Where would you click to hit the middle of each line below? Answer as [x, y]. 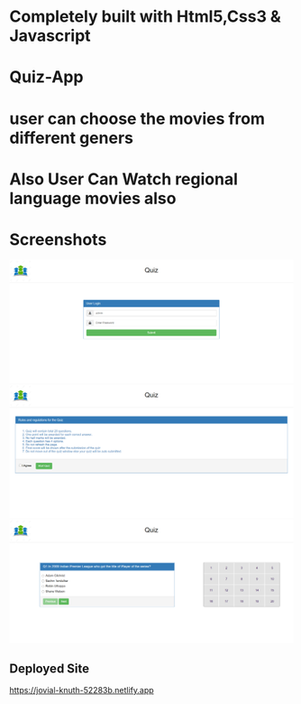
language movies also [93, 198]
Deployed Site [50, 668]
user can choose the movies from [137, 118]
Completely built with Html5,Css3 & [145, 17]
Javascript [50, 36]
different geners [71, 138]
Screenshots [58, 239]
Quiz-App [46, 77]
